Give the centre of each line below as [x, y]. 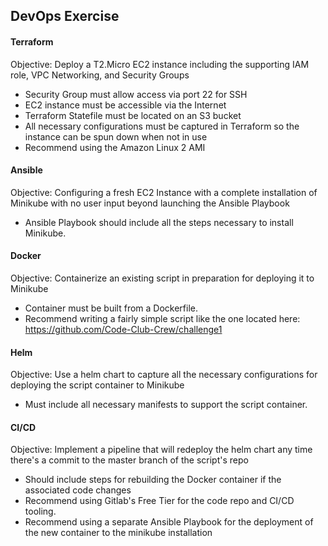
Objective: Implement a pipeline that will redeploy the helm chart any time [161, 450]
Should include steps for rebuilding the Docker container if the [153, 480]
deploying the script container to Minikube [97, 385]
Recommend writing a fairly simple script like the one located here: [162, 318]
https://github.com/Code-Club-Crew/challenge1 [123, 329]
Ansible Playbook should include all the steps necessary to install [159, 222]
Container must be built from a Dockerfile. [111, 308]
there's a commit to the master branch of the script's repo [129, 460]
